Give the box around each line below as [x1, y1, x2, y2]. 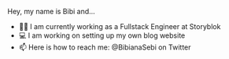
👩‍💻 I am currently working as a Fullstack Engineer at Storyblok [18, 22, 221, 31]
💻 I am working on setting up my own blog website [18, 31, 186, 40]
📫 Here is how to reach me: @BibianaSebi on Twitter [18, 42, 191, 52]
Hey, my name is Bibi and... [7, 7, 95, 16]
